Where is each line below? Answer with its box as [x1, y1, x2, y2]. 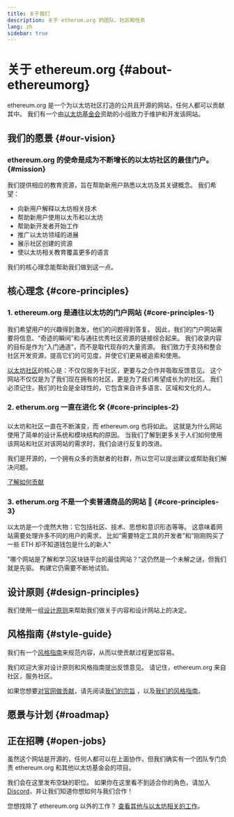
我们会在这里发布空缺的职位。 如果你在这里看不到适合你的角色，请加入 [7, 778, 210, 786]
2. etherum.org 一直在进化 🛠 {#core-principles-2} [7, 403, 180, 412]
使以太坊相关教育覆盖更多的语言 [17, 248, 109, 256]
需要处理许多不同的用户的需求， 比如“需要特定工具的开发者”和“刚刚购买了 [13, 532, 225, 540]
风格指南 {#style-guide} [7, 629, 113, 640]
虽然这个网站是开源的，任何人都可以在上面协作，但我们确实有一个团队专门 [7, 754, 221, 763]
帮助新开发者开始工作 [17, 221, 79, 230]
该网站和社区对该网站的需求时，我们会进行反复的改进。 [7, 439, 166, 447]
